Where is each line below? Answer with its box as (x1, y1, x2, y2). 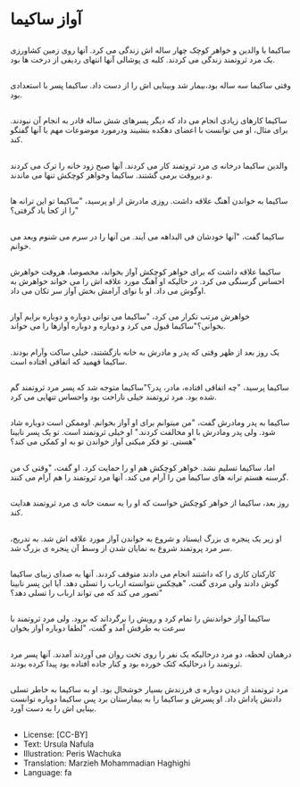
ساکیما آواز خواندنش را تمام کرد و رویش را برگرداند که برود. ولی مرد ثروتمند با (10, 613, 271, 624)
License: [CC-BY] (22, 729, 88, 740)
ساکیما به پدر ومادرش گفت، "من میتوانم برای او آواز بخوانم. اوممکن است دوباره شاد (10, 417, 290, 428)
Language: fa (22, 766, 72, 777)
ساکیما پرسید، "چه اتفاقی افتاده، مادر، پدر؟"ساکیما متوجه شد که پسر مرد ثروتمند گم (10, 382, 289, 393)
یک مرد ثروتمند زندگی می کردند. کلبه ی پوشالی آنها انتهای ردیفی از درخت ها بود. (10, 54, 276, 64)
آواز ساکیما (10, 9, 82, 29)
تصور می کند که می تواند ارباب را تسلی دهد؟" (10, 588, 163, 599)
